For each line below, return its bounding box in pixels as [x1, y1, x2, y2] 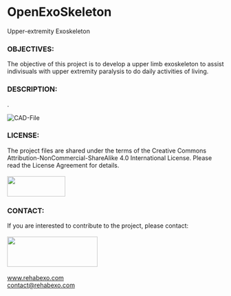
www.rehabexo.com [7, 274, 64, 282]
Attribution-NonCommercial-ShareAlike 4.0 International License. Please [7, 153, 212, 162]
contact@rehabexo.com [7, 281, 76, 290]
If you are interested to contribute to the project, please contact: [7, 221, 189, 230]
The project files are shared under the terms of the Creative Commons [7, 146, 207, 155]
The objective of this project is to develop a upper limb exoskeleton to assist [7, 60, 224, 68]
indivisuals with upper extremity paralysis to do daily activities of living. [7, 67, 209, 76]
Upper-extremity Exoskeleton [7, 27, 91, 35]
